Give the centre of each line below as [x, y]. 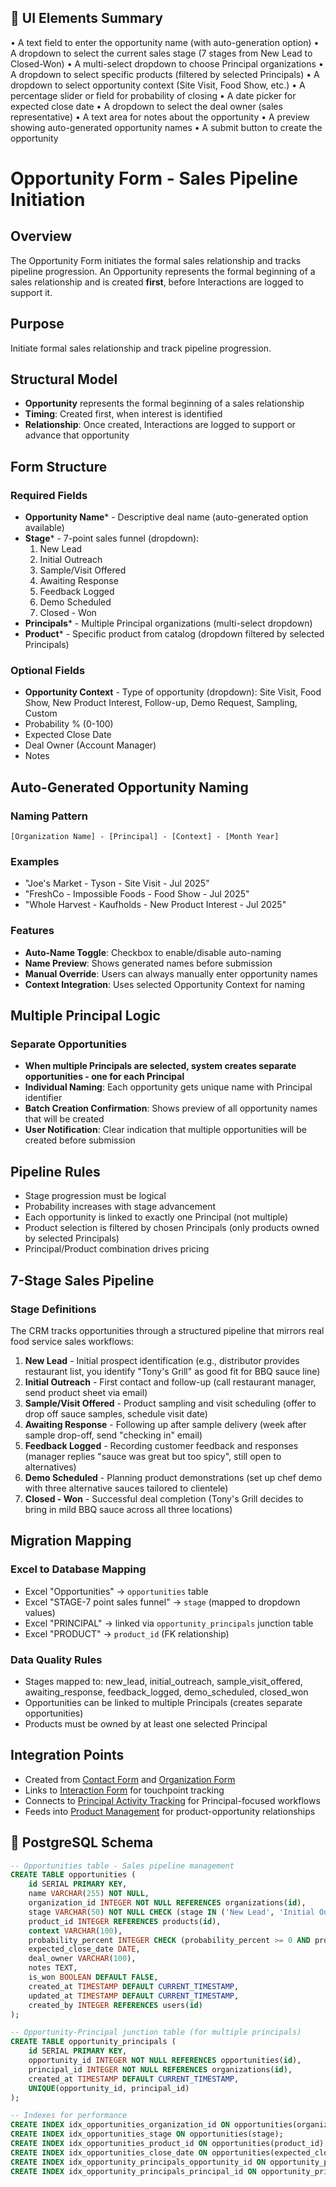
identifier [43, 1098]
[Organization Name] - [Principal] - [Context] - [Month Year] [145, 837]
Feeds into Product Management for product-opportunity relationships [170, 1811]
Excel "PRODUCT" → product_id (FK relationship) [127, 1633]
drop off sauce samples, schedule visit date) [116, 1413]
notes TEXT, [53, 1968]
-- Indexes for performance [69, 2116]
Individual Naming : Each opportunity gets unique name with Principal [168, 1087]
